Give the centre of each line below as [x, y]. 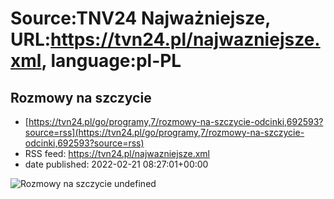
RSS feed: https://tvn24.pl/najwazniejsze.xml [117, 153]
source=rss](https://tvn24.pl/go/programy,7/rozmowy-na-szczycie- [164, 132]
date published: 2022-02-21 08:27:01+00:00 [116, 164]
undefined [135, 183]
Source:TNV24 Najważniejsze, [140, 18]
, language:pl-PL [111, 61]
